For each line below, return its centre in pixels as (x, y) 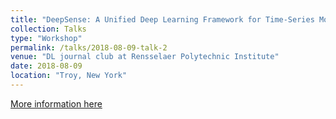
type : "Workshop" (46, 38)
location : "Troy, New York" (69, 76)
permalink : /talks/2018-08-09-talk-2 (89, 47)
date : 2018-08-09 (46, 66)
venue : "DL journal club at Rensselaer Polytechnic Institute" (145, 57)
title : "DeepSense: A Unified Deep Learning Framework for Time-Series (162, 19)
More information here (56, 103)
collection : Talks (48, 29)
